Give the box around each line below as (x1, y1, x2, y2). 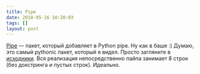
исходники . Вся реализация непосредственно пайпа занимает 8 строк (6, 55, 189, 62)
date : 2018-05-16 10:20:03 (6, 14, 74, 20)
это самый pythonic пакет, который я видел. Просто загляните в (6, 49, 171, 56)
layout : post (6, 25, 39, 32)
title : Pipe (6, 8, 36, 15)
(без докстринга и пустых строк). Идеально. (6, 61, 120, 69)
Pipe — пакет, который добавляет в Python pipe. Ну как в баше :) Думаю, (6, 42, 194, 49)
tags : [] (6, 20, 28, 26)
